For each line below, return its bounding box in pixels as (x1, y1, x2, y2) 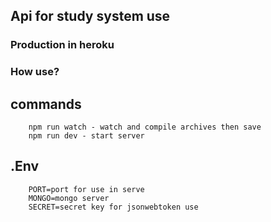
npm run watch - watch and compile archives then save (28, 122, 262, 133)
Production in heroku (10, 38, 115, 52)
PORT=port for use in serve (28, 184, 145, 194)
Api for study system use (10, 8, 171, 25)
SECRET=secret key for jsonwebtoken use (28, 202, 199, 212)
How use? (10, 65, 60, 79)
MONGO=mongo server (28, 193, 110, 203)
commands (10, 95, 82, 113)
